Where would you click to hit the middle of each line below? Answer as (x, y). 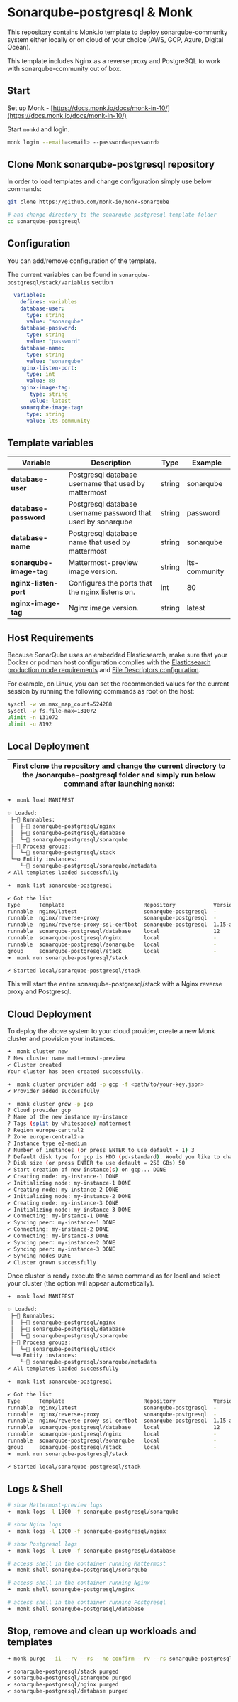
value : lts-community (58, 421)
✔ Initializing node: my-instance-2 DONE (69, 1196)
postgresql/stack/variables (49, 282)
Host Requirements (51, 638)
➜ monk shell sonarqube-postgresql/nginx (71, 1590)
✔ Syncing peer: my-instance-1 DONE (61, 1223)
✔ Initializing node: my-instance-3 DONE (69, 1210)
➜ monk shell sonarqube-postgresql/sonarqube (77, 1570)
